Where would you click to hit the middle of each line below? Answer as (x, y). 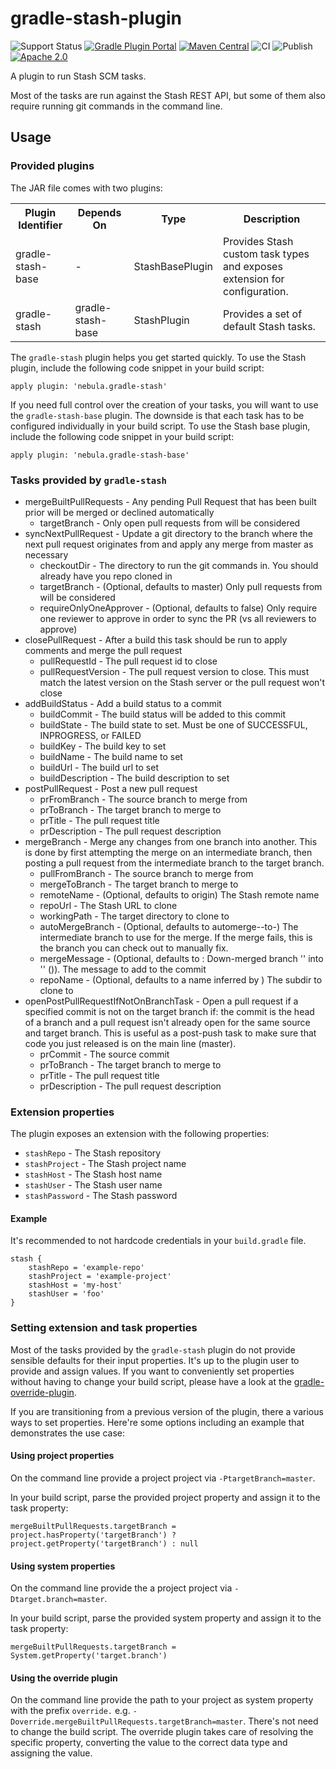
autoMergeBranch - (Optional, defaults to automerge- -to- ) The (169, 926)
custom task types (266, 254)
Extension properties (62, 1112)
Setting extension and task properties (104, 1328)
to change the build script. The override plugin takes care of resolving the (162, 1732)
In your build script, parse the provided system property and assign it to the (166, 1618)
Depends (99, 212)
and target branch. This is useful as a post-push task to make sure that (170, 1033)
